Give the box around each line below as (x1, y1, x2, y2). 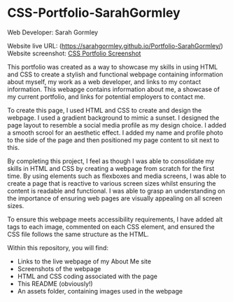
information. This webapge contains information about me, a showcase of (7, 85, 220, 93)
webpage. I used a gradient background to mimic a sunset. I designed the (7, 114, 220, 122)
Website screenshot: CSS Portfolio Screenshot (7, 49, 141, 57)
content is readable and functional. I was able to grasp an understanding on (7, 186, 225, 195)
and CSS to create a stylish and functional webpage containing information (7, 70, 224, 78)
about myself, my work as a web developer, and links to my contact (7, 77, 202, 85)
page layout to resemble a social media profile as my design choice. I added (7, 121, 227, 129)
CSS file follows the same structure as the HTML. (7, 230, 149, 238)
